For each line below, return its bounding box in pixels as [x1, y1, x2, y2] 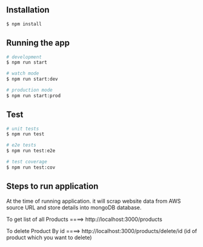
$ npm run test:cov [6, 164, 56, 171]
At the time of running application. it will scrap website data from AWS [6, 197, 181, 205]
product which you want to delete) [6, 234, 92, 241]
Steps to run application [6, 181, 99, 192]
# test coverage [6, 159, 47, 165]
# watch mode [6, 70, 39, 76]
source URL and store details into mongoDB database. [6, 203, 142, 211]
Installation [6, 5, 50, 15]
